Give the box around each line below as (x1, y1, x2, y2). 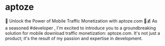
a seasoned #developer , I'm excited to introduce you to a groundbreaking (5, 25, 156, 31)
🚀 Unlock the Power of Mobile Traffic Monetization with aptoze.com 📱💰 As (5, 18, 158, 23)
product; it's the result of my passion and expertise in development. (5, 35, 143, 41)
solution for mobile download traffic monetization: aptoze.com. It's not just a (5, 30, 161, 36)
